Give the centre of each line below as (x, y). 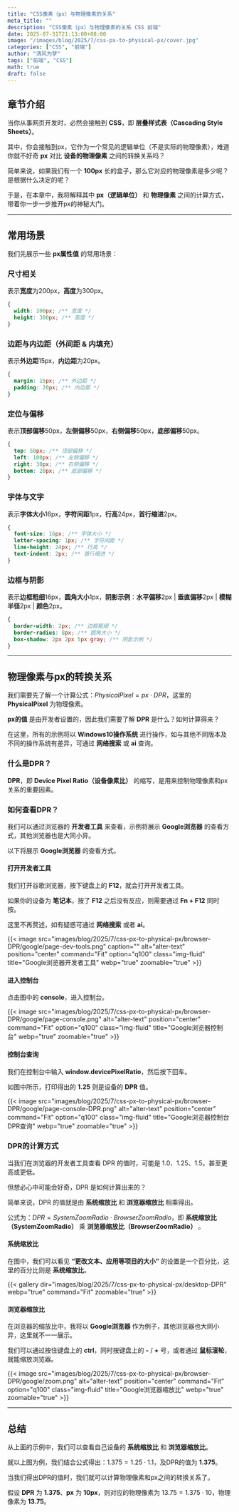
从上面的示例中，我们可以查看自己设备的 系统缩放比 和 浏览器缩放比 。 (110, 1447)
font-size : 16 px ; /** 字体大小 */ (63, 534)
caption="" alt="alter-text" (147, 946)
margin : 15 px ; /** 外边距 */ (55, 381)
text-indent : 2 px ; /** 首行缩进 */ (64, 554)
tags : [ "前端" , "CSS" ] (40, 61)
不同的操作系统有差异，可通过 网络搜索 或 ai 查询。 (82, 743)
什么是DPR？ (30, 764)
